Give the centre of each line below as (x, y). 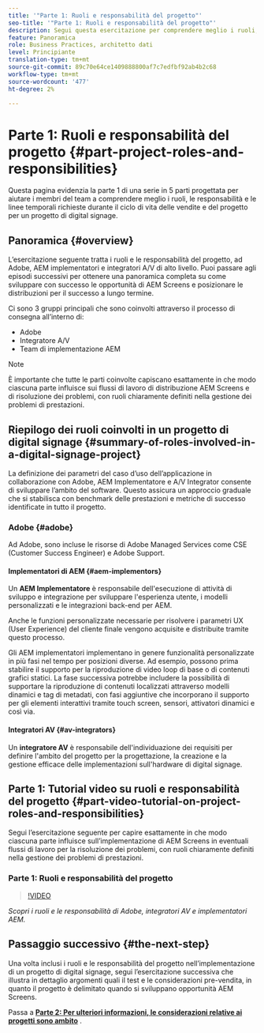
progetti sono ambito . (45, 1020)
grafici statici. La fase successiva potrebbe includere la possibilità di (119, 678)
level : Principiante (42, 52)
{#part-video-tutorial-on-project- (156, 802)
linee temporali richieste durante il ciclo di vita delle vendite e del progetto (128, 207)
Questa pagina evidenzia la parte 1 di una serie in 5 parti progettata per (123, 190)
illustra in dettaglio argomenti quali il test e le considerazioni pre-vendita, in (130, 980)
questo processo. (37, 638)
